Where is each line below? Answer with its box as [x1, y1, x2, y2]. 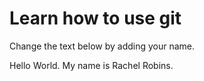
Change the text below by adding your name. [9, 40, 196, 52]
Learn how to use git [9, 7, 182, 30]
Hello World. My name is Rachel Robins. [9, 59, 174, 71]
